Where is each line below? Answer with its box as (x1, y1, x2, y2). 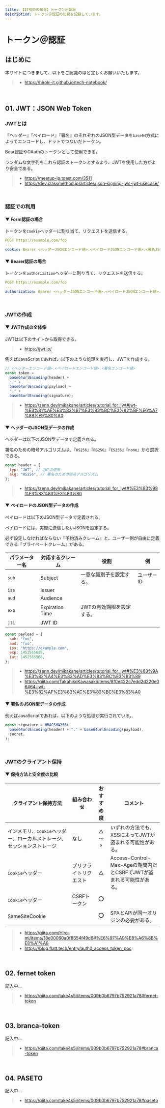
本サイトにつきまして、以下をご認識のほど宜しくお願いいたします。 (5, 69, 142, 75)
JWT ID (40, 619, 58, 626)
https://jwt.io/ (24, 346, 52, 352)
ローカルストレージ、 (17, 835, 67, 842)
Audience (40, 595, 63, 601)
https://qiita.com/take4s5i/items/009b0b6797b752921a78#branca (24, 1045, 159, 1051)
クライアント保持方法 (13, 799, 62, 806)
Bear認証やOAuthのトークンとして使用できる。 (5, 149, 100, 155)
